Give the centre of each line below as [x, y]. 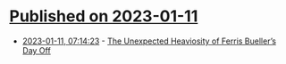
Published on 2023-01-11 [104, 16]
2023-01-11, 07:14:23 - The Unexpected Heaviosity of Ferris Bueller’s [149, 41]
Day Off [36, 50]
